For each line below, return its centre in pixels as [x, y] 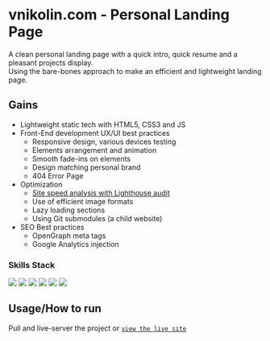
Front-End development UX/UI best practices [95, 133]
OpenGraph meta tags [69, 236]
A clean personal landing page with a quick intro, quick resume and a [123, 54]
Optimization [41, 184]
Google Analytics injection [75, 244]
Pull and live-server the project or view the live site [98, 328]
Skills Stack [31, 265]
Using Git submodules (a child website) [97, 218]
